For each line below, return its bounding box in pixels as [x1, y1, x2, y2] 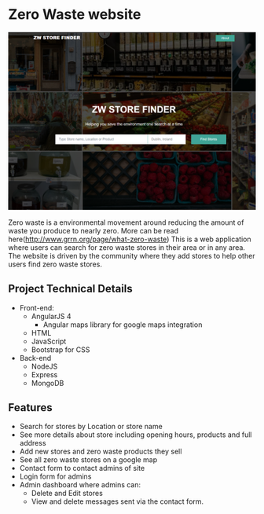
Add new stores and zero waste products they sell [19, 446, 182, 457]
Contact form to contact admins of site [19, 464, 145, 473]
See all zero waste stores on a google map [19, 455, 158, 464]
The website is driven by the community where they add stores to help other [8, 251, 255, 260]
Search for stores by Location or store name [19, 422, 163, 431]
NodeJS [31, 362, 58, 371]
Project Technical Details [8, 282, 134, 296]
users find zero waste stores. [8, 259, 102, 269]
